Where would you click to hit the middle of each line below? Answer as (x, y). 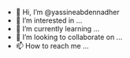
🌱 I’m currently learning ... (58, 29)
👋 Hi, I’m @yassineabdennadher (67, 12)
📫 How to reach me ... (52, 46)
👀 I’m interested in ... (49, 20)
